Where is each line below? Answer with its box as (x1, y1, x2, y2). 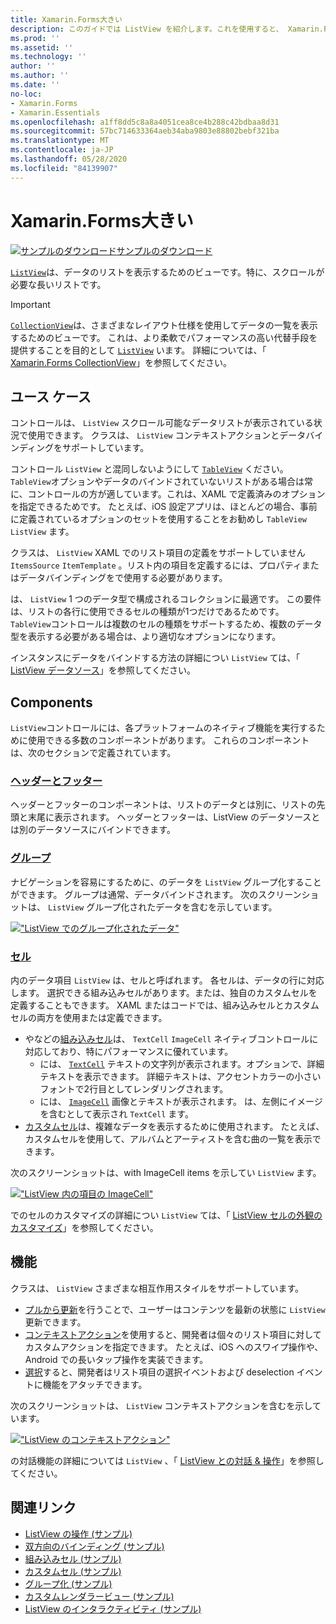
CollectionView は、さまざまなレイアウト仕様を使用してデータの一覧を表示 (10, 319, 318, 331)
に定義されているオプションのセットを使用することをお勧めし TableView (10, 513, 307, 525)
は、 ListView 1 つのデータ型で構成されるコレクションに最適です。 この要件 (10, 593, 322, 605)
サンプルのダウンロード (116, 244, 213, 256)
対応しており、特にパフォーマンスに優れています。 (24, 1046, 234, 1058)
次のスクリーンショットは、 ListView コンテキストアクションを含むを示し (10, 1399, 313, 1411)
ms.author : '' (10, 71, 70, 81)
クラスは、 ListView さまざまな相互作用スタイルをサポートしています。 (10, 1282, 305, 1294)
